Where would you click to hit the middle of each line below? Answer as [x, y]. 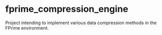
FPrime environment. [27, 28]
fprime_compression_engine [67, 9]
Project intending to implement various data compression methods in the [81, 23]
